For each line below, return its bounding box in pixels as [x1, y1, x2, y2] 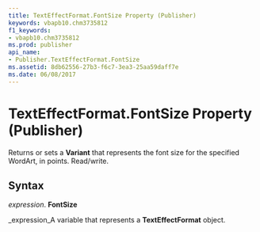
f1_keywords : [8, 26, 52, 34]
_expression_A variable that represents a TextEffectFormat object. [8, 215, 226, 225]
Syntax [8, 179, 44, 192]
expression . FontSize [8, 200, 78, 210]
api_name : [8, 48, 41, 56]
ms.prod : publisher [8, 41, 73, 49]
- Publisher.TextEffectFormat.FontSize [8, 56, 140, 64]
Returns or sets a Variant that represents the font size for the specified [8, 147, 240, 157]
